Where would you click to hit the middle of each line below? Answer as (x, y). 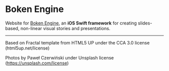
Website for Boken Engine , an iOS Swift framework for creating (71, 23)
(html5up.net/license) (27, 48)
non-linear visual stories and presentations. (65, 28)
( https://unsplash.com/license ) (37, 63)
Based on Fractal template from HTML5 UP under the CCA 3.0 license (77, 42)
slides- (145, 23)
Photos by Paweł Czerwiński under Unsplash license (60, 57)
